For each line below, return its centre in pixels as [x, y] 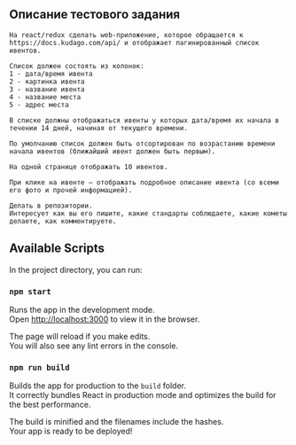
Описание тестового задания [94, 15]
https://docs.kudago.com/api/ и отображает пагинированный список [134, 43]
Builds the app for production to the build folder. [98, 386]
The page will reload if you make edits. [80, 336]
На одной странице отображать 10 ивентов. [89, 167]
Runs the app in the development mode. [82, 309]
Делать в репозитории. [51, 206]
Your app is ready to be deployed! [71, 431]
